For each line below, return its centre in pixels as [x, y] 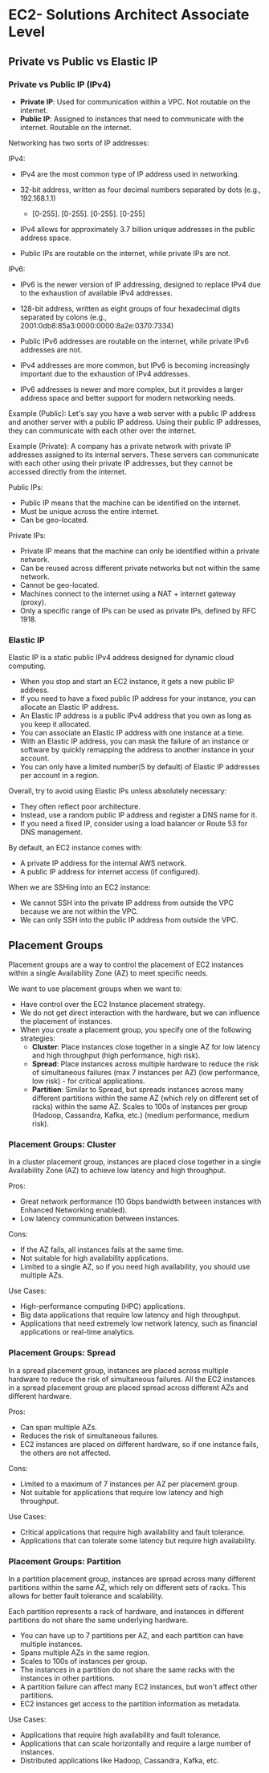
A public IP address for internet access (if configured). [110, 872]
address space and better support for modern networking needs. [127, 397]
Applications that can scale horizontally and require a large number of [135, 1743]
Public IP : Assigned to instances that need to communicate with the [132, 119]
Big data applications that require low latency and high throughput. [130, 1315]
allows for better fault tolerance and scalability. [86, 1596]
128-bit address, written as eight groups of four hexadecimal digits [130, 308]
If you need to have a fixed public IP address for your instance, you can [138, 699]
